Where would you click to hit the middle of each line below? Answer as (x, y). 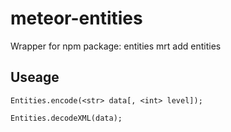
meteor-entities (76, 18)
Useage (35, 77)
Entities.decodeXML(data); (66, 118)
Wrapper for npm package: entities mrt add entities (116, 46)
